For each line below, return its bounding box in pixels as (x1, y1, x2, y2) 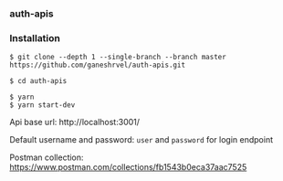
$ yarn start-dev (9, 101, 76, 110)
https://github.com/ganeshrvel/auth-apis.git (9, 60, 185, 70)
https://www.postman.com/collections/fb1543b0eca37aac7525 (9, 162, 247, 173)
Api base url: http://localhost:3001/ (9, 117, 140, 128)
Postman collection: (9, 152, 84, 163)
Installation (9, 31, 61, 44)
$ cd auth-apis (9, 77, 68, 86)
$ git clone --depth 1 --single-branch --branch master (9, 53, 226, 62)
